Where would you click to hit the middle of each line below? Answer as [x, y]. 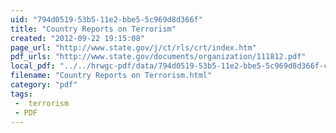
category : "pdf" [44, 85]
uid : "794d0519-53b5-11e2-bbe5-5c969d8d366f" [106, 19]
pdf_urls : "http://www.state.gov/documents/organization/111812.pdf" [158, 57]
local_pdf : [33, 66]
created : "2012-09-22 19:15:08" [77, 38]
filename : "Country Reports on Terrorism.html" [111, 76]
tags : [21, 94]
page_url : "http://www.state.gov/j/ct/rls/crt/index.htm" [133, 47]
